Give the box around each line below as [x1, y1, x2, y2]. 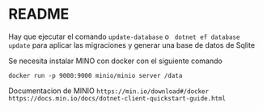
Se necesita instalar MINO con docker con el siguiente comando [8, 56, 223, 66]
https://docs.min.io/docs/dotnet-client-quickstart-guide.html [8, 94, 227, 102]
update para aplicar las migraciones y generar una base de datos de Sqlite [8, 40, 256, 49]
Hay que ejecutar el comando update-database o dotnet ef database [8, 32, 240, 41]
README [8, 5, 70, 23]
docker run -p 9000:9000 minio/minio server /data [8, 71, 183, 79]
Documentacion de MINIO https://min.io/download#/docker [8, 86, 209, 96]
